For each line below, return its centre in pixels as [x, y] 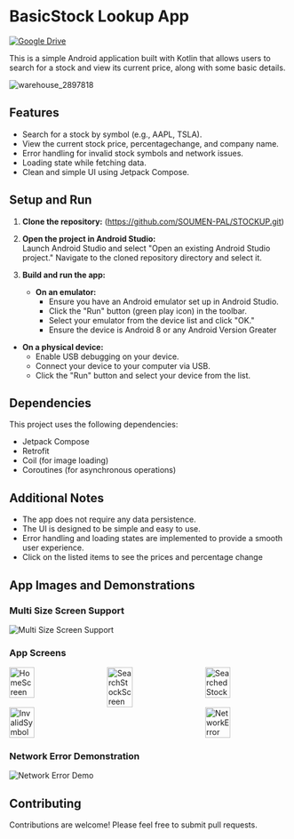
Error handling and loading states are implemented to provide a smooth [152, 539]
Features [34, 113]
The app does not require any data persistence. [109, 519]
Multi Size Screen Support [67, 611]
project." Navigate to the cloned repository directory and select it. [142, 257]
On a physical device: [63, 347]
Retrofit [36, 451]
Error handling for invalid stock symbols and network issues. [133, 153]
